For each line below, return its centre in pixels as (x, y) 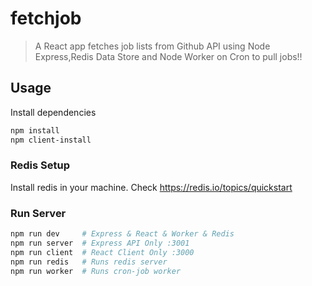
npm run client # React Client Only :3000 (102, 252)
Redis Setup (40, 165)
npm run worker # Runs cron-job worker (96, 271)
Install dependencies (53, 112)
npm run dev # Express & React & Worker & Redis (122, 234)
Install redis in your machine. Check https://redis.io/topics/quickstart (151, 187)
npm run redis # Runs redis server (89, 262)
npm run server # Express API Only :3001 (100, 243)
